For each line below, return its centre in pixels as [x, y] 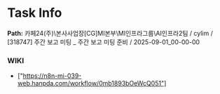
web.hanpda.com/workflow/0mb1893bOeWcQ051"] [92, 83]
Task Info [35, 13]
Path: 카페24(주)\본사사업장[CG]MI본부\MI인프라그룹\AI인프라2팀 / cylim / [110, 33]
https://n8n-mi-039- [52, 76]
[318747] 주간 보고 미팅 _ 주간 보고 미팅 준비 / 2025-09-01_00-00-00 [104, 42]
